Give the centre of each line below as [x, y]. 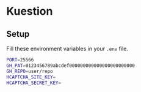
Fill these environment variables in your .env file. [67, 48]
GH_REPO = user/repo [30, 71]
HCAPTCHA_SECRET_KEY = [34, 83]
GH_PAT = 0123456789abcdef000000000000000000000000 [71, 66]
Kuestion [30, 11]
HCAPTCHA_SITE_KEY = [31, 77]
